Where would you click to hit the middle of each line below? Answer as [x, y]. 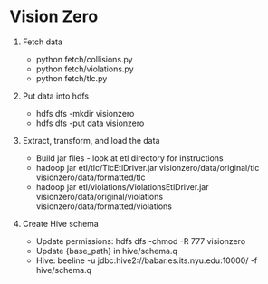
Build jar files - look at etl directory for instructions [129, 158]
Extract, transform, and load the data [91, 140]
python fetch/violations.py [85, 69]
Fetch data [43, 42]
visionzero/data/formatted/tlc [91, 177]
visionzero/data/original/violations [100, 196]
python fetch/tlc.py [72, 78]
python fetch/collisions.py [84, 59]
